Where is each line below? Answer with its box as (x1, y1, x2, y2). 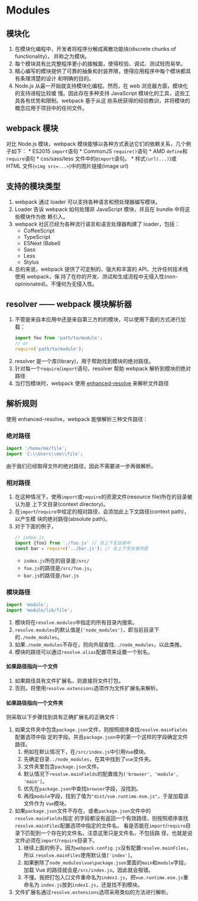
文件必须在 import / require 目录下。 (14, 837, 98, 844)
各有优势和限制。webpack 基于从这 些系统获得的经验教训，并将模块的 (20, 97, 190, 104)
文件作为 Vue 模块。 (23, 800, 70, 807)
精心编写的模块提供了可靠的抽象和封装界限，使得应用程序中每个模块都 (14, 67, 186, 74)
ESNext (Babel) (23, 239, 61, 247)
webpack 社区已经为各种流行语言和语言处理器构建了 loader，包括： (14, 220, 180, 228)
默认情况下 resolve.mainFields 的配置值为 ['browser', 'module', (23, 770, 179, 777)
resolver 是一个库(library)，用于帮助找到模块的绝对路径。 (14, 358, 154, 365)
